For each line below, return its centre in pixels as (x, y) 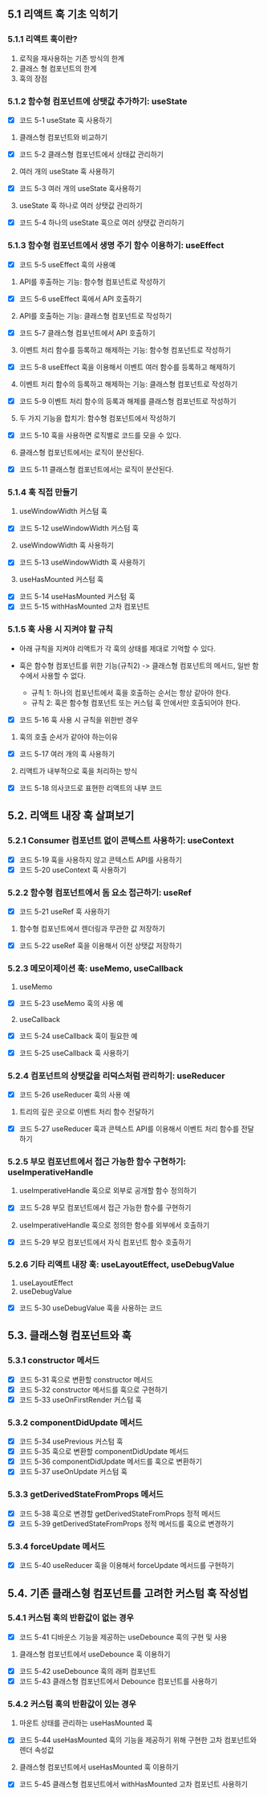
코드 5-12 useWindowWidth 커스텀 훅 (79, 528)
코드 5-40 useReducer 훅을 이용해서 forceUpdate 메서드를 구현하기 (126, 1566)
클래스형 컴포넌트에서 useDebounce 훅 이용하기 (95, 1654)
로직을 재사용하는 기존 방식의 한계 (72, 58)
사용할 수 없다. (63, 675)
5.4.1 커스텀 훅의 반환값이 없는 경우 (71, 1618)
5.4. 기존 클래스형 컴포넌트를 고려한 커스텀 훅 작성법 (128, 1593)
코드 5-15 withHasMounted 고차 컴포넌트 (84, 607)
